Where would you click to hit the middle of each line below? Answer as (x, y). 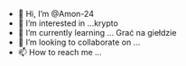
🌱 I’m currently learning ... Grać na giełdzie (97, 33)
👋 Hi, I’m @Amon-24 (56, 14)
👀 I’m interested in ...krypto (68, 23)
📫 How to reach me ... (60, 52)
